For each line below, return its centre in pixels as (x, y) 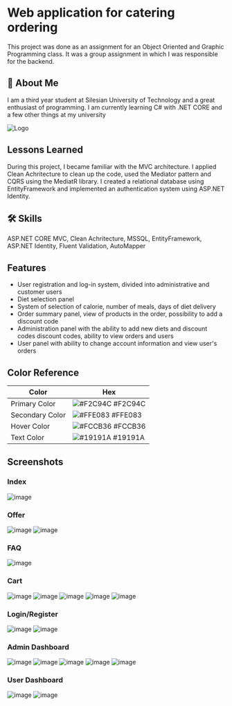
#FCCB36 (130, 426)
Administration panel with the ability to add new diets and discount (112, 329)
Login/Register (33, 614)
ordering (33, 27)
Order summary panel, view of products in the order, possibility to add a (120, 314)
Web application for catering (91, 13)
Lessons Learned (45, 150)
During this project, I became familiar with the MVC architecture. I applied (112, 166)
